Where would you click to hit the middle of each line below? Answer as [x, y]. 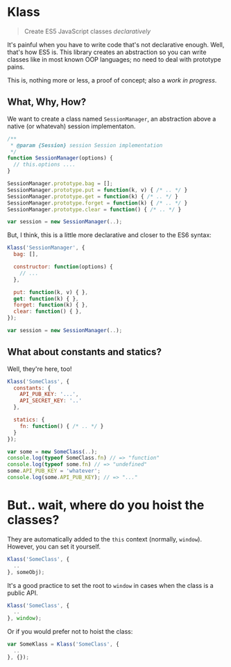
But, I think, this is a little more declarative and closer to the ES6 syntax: [109, 235]
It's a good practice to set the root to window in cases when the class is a [110, 585]
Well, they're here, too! [40, 369]
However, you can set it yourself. [54, 546]
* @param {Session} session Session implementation [86, 145]
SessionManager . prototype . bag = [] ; [60, 184]
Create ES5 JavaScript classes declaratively [87, 31]
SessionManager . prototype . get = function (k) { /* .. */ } [93, 196]
